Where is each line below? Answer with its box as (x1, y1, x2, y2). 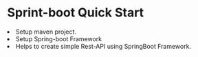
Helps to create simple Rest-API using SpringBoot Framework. (16, 42, 191, 50)
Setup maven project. (16, 27, 77, 36)
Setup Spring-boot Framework (16, 34, 102, 43)
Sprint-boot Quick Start (7, 5, 144, 21)
